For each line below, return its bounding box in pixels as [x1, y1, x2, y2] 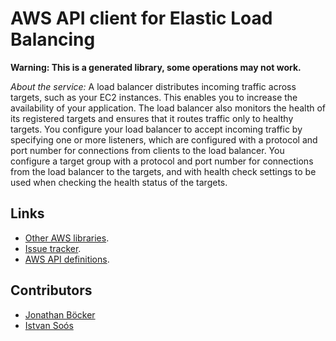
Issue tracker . [24, 242, 82, 254]
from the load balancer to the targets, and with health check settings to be [10, 165, 317, 177]
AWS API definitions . [24, 253, 110, 265]
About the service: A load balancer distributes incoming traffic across [10, 80, 297, 92]
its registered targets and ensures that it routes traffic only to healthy [10, 112, 294, 124]
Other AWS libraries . [24, 232, 110, 244]
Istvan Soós [24, 319, 74, 331]
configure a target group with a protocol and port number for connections [10, 155, 314, 167]
